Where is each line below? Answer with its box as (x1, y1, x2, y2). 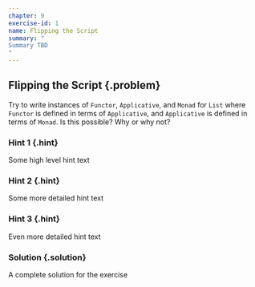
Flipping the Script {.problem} (8, 79, 161, 92)
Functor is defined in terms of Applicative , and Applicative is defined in (8, 108, 248, 118)
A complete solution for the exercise (8, 270, 128, 279)
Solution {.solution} (8, 252, 87, 263)
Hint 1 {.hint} (8, 137, 59, 148)
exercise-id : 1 (8, 19, 59, 27)
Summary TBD (8, 42, 48, 50)
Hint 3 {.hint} (8, 213, 60, 224)
